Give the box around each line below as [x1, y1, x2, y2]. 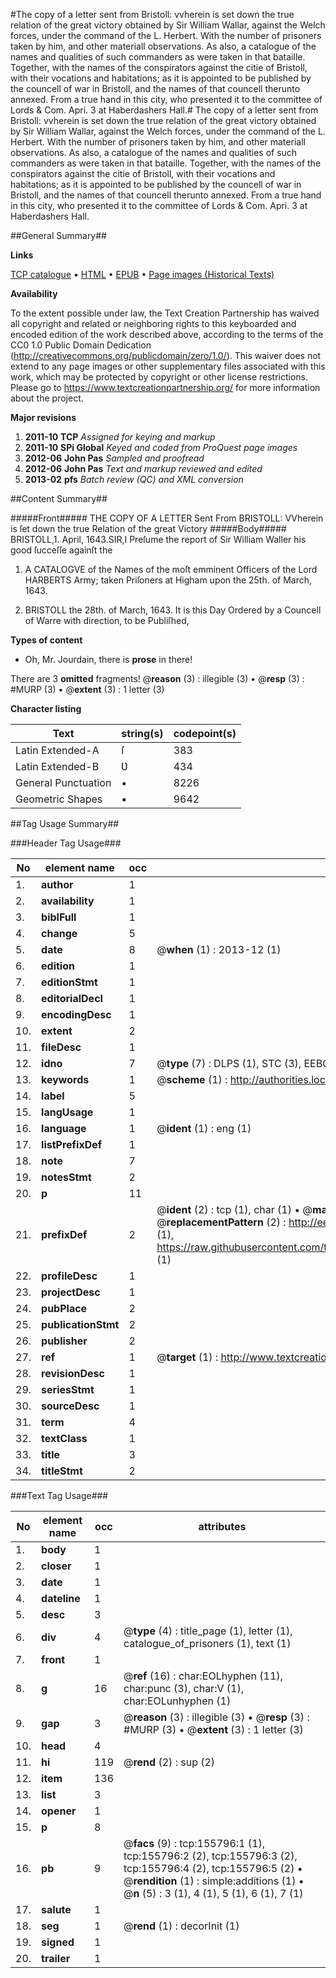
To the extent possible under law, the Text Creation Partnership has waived [10, 307, 320, 319]
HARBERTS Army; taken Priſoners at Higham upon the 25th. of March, [24, 574, 313, 586]
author [41, 878, 74, 891]
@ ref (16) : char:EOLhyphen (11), [123, 1669, 283, 1683]
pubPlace [41, 1302, 88, 1315]
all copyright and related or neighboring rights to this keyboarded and [10, 318, 297, 329]
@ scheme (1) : [156, 1073, 228, 1086]
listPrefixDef [41, 1138, 103, 1151]
